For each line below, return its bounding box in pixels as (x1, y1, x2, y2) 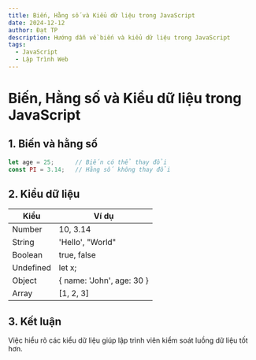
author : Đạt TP (8, 26, 58, 34)
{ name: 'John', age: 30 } (58, 275, 149, 286)
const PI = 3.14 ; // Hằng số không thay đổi (8, 165, 171, 173)
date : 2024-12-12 (8, 19, 65, 27)
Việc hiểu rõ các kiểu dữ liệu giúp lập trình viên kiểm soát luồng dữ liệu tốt (8, 336, 248, 345)
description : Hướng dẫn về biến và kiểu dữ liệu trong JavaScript (8, 33, 231, 42)
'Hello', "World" (58, 237, 117, 248)
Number (12, 224, 43, 235)
